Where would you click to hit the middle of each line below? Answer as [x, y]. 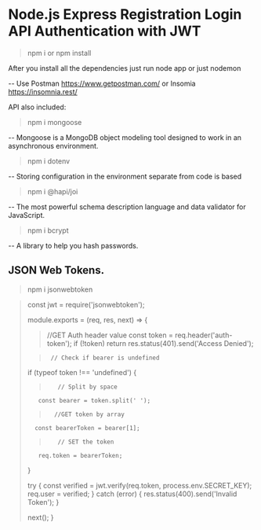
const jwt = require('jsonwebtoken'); [86, 304]
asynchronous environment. [53, 145]
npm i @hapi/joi [53, 191]
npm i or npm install [59, 53]
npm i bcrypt [48, 230]
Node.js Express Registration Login [125, 15]
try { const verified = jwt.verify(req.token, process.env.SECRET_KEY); [140, 485]
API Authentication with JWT [105, 31]
